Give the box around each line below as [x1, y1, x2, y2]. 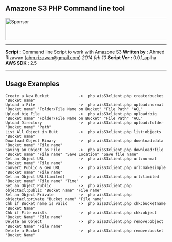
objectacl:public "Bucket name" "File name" [5, 188, 102, 193]
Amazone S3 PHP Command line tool [5, 4, 125, 13]
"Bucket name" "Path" [5, 124, 52, 130]
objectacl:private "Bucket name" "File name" [5, 196, 104, 202]
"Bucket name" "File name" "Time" [5, 178, 79, 184]
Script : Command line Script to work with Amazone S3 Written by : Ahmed [5, 49, 165, 55]
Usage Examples [5, 80, 60, 88]
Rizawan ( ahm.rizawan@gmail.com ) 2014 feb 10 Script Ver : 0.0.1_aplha [5, 54, 157, 61]
